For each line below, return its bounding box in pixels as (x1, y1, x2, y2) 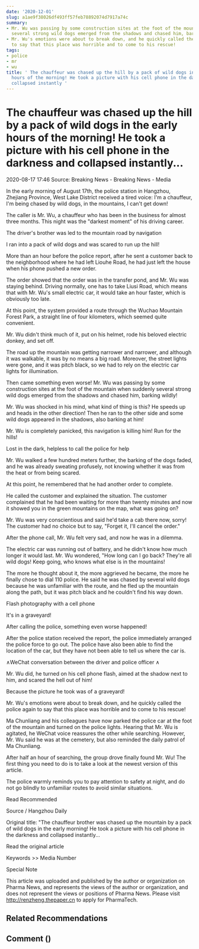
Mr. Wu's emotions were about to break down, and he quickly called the (6, 699, 182, 706)
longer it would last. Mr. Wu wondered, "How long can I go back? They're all (6, 552, 192, 559)
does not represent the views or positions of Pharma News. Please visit (6, 890, 181, 897)
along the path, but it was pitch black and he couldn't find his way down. (6, 588, 184, 595)
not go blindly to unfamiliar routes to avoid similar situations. (6, 784, 153, 791)
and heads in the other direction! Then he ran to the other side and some (6, 409, 184, 416)
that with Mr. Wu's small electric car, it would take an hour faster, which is (6, 289, 186, 296)
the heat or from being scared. (6, 469, 81, 476)
